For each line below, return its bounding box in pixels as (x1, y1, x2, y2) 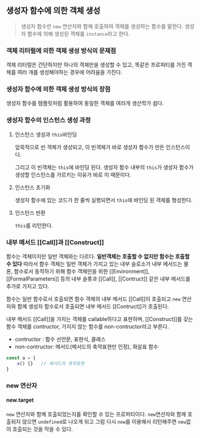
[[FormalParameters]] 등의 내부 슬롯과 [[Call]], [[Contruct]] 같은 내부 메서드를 (6, 275, 191, 282)
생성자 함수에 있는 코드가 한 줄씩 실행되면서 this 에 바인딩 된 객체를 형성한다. (14, 196, 193, 203)
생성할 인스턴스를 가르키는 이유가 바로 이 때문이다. (14, 171, 131, 178)
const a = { (6, 355, 36, 361)
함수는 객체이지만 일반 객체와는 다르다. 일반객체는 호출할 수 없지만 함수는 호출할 (6, 253, 190, 260)
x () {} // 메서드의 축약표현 (17, 360, 85, 366)
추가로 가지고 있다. (6, 283, 50, 289)
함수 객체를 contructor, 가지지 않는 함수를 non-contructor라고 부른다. (6, 323, 169, 330)
